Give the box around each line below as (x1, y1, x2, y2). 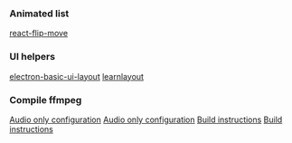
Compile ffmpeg (9, 93, 82, 106)
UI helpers (9, 51, 56, 63)
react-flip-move (9, 28, 69, 39)
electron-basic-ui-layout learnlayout (9, 71, 145, 81)
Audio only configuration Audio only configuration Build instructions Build (9, 114, 283, 125)
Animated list (9, 7, 70, 20)
